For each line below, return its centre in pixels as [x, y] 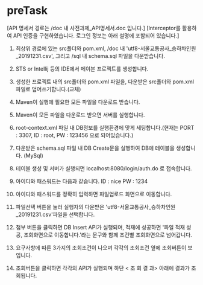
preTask [27, 11]
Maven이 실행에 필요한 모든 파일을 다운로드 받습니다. [78, 102]
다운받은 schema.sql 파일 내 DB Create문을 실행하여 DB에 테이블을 [95, 148]
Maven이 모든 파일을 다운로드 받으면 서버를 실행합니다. [80, 115]
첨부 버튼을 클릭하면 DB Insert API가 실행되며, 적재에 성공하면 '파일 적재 [100, 227]
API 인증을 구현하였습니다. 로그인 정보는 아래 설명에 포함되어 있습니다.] [96, 35]
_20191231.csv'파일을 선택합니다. [55, 214]
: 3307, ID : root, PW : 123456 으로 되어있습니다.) [74, 135]
